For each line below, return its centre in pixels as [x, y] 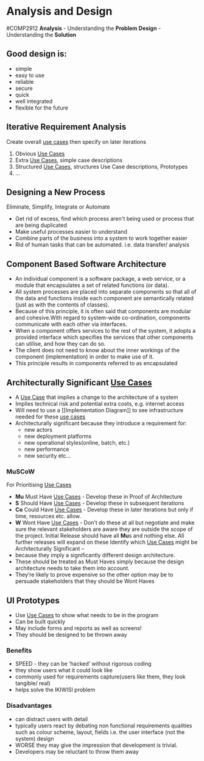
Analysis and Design [59, 11]
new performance [47, 449]
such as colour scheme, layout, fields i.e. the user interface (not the [100, 732]
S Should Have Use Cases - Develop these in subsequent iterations [100, 503]
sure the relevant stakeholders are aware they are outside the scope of [104, 529]
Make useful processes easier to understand [71, 232]
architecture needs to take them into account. [72, 568]
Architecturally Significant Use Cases [79, 383]
